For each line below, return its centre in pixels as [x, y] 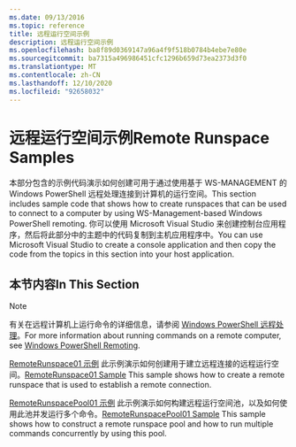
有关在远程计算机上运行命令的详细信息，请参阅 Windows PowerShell [134, 325]
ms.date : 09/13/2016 [47, 17]
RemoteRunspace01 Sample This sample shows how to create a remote [155, 375]
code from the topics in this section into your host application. [122, 254]
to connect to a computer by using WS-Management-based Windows [136, 213]
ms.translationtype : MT [53, 67]
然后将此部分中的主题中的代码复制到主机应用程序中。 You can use [144, 235]
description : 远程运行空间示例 [61, 42]
